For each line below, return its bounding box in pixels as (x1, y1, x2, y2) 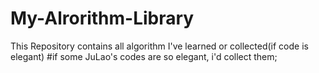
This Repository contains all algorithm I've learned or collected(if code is (10, 40, 309, 52)
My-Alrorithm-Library (10, 7, 195, 30)
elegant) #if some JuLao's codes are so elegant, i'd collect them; (10, 50, 278, 62)
